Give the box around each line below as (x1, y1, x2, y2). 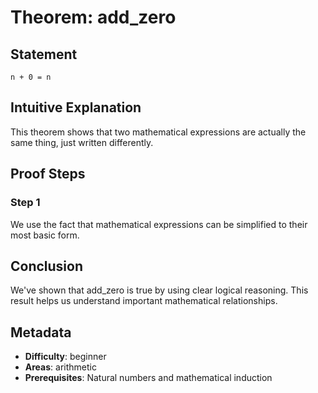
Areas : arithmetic (24, 361, 97, 373)
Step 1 (10, 196, 41, 210)
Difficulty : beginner (24, 351, 107, 363)
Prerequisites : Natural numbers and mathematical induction (24, 372, 273, 384)
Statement (10, 46, 78, 63)
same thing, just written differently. (10, 136, 154, 148)
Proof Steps (10, 166, 86, 183)
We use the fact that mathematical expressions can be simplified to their (10, 218, 308, 230)
